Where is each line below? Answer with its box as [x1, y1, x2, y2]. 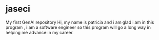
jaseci [5, 3, 31, 14]
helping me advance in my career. [5, 29, 74, 35]
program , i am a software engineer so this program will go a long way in [5, 24, 151, 30]
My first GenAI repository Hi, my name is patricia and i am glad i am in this [5, 19, 154, 25]
